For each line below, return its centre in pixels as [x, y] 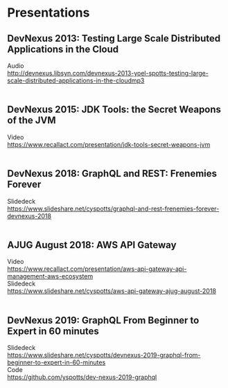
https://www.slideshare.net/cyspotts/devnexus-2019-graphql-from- [104, 355]
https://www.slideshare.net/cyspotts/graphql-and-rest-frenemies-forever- [113, 209]
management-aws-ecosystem [50, 276]
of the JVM [32, 120]
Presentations [49, 13]
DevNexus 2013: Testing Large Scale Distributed [114, 38]
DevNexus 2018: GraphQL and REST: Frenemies [112, 174]
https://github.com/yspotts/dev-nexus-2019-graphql [82, 377]
